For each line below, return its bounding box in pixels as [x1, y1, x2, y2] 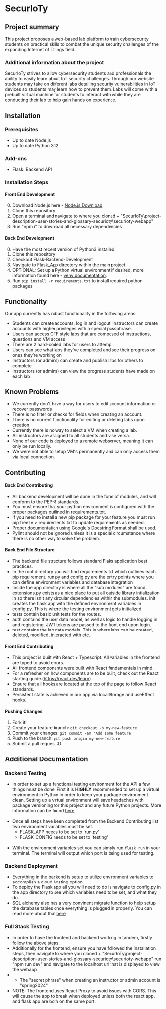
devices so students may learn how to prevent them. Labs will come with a [5, 86, 158, 92]
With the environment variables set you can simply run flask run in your [12, 845, 160, 851]
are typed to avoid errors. [12, 660, 64, 666]
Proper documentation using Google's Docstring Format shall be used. [12, 525, 157, 531]
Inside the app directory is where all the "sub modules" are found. [12, 585, 147, 591]
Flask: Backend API [12, 166, 52, 172]
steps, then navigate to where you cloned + [12, 950, 102, 956]
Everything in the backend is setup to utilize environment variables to [12, 874, 154, 880]
